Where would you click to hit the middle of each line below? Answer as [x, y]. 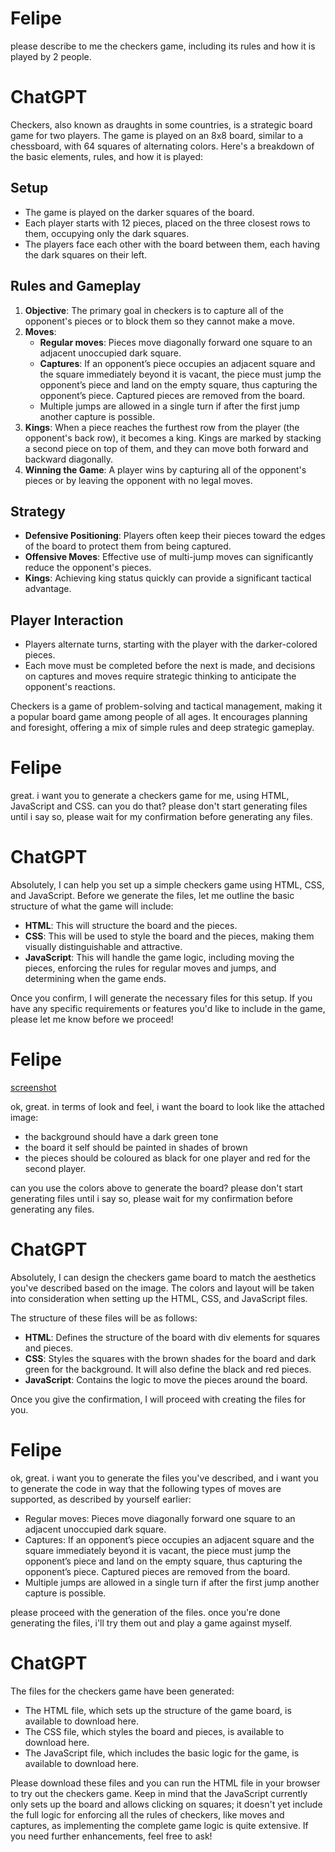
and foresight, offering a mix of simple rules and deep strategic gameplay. [162, 728]
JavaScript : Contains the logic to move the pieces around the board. [166, 1379]
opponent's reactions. [70, 687]
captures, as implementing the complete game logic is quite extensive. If [159, 1825]
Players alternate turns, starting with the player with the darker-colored [171, 644]
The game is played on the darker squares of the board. [139, 212]
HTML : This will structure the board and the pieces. [131, 925]
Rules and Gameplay [76, 286]
